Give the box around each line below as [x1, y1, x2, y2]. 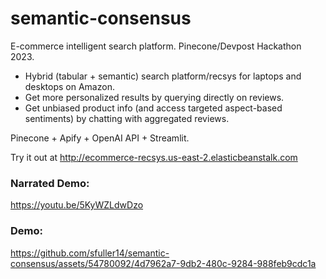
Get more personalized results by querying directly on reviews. [24, 91, 285, 103]
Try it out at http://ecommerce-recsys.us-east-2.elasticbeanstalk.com [10, 151, 298, 163]
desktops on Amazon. [24, 80, 115, 92]
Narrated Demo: [10, 176, 90, 190]
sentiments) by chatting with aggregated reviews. [24, 112, 230, 124]
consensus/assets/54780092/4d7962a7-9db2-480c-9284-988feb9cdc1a [10, 257, 317, 269]
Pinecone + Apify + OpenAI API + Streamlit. [10, 132, 190, 144]
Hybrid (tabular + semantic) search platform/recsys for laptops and [24, 70, 302, 82]
